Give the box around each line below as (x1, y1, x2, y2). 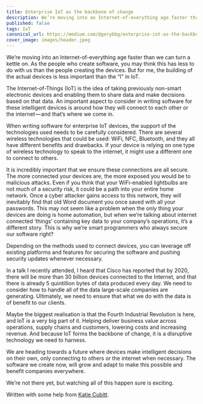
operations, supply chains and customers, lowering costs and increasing (6, 323, 187, 331)
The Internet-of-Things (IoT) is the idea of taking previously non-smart (6, 85, 182, 91)
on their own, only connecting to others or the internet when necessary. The (6, 355, 196, 362)
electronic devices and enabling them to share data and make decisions (6, 91, 185, 98)
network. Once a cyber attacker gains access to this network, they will (6, 192, 181, 199)
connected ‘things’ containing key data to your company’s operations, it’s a (6, 217, 193, 225)
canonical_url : (6, 31, 45, 38)
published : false (6, 20, 50, 26)
